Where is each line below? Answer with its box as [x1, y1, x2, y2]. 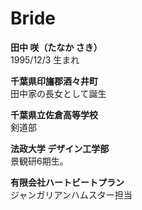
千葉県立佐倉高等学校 [10, 108, 98, 121]
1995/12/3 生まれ [10, 53, 80, 66]
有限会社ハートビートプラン [10, 176, 125, 188]
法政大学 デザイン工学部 [10, 142, 110, 154]
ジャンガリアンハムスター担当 [10, 188, 133, 201]
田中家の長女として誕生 [10, 87, 107, 99]
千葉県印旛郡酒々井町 [10, 75, 98, 87]
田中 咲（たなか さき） [10, 41, 103, 53]
